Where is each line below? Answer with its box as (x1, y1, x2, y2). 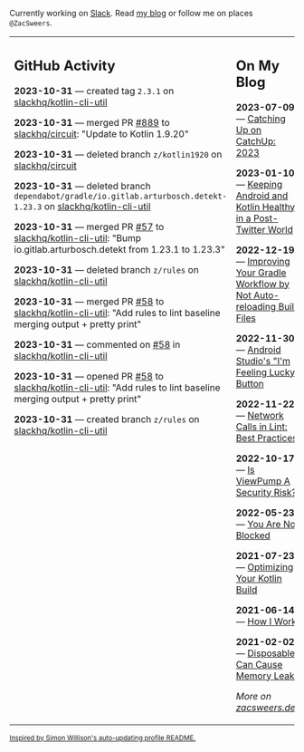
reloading (235, 300, 277, 313)
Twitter (235, 223, 266, 236)
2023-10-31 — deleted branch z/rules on (14, 263, 199, 275)
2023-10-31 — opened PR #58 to (14, 370, 165, 382)
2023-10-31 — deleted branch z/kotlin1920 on (14, 148, 223, 160)
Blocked (235, 529, 271, 542)
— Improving (235, 255, 291, 267)
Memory (235, 670, 272, 682)
